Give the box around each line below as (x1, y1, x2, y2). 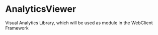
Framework (5, 25, 29, 31)
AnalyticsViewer (5, 3, 76, 15)
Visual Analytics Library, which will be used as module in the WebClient (5, 20, 153, 26)
